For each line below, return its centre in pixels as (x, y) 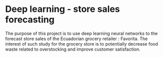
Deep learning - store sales (63, 9)
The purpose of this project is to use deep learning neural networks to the (81, 33)
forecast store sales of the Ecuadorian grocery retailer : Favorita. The (76, 39)
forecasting (30, 20)
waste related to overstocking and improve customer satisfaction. (73, 49)
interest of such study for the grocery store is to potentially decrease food (82, 44)
